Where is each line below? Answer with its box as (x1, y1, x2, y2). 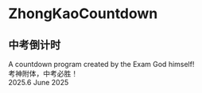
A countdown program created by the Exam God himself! (8, 60, 195, 69)
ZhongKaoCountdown (8, 5, 158, 23)
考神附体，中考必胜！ (8, 69, 78, 78)
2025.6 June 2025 (8, 78, 69, 87)
